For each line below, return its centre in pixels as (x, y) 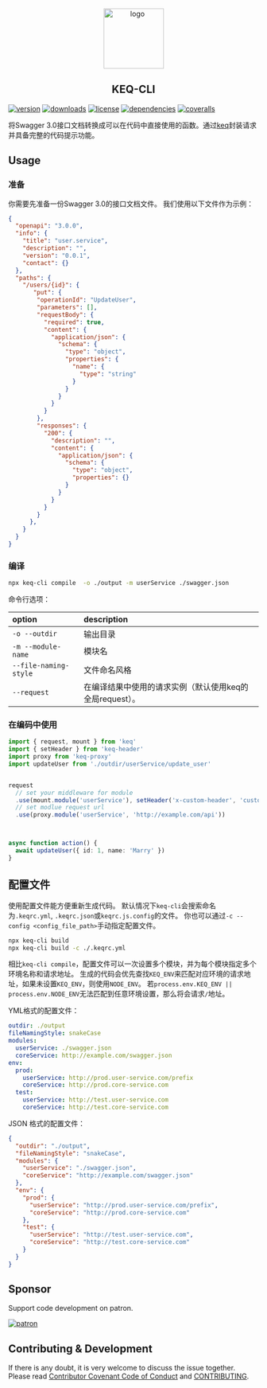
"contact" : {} (46, 263)
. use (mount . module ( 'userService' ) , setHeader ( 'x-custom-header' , (126, 800)
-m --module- (37, 647)
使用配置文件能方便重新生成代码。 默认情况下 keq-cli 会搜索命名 (112, 905)
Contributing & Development (80, 1349)
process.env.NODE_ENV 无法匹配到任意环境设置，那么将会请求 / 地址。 (119, 994)
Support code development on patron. (71, 1308)
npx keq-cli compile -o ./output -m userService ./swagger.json (118, 583)
